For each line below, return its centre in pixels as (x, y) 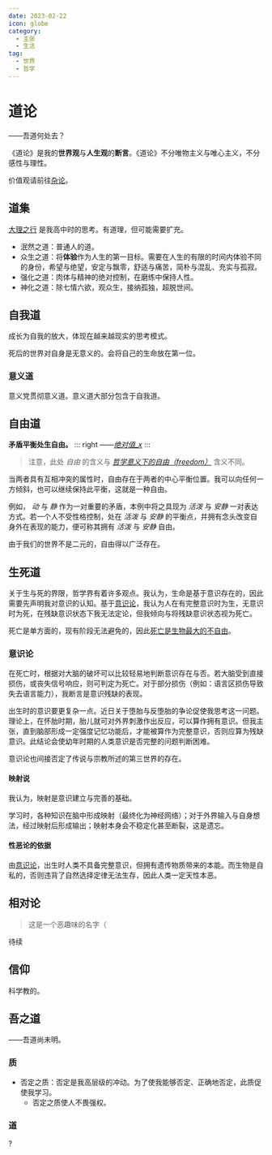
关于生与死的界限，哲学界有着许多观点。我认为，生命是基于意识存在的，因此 (136, 593)
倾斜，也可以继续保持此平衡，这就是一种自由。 (93, 489)
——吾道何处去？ (37, 136)
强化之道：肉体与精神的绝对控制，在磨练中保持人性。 (109, 277)
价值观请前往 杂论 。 (40, 180)
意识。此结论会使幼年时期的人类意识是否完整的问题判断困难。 (111, 741)
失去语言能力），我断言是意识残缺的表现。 (78, 693)
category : (25, 31)
